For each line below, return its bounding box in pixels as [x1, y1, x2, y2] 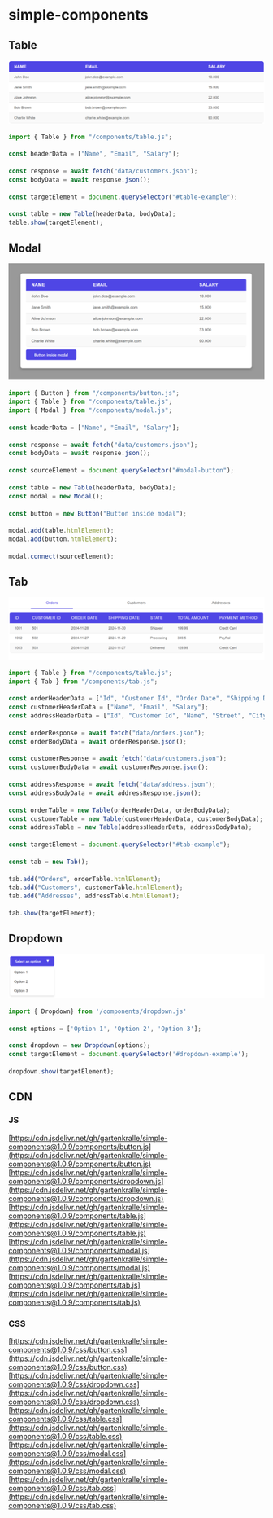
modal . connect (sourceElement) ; [8, 552, 115, 560]
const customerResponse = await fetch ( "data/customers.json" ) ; [8, 755, 227, 763]
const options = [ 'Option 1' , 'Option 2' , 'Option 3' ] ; [8, 1024, 201, 1033]
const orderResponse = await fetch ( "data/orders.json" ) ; [8, 729, 206, 737]
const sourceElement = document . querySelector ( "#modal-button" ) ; [8, 467, 234, 475]
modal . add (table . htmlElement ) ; [8, 527, 115, 535]
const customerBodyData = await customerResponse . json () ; [8, 763, 209, 771]
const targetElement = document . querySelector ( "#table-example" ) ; [8, 193, 238, 201]
